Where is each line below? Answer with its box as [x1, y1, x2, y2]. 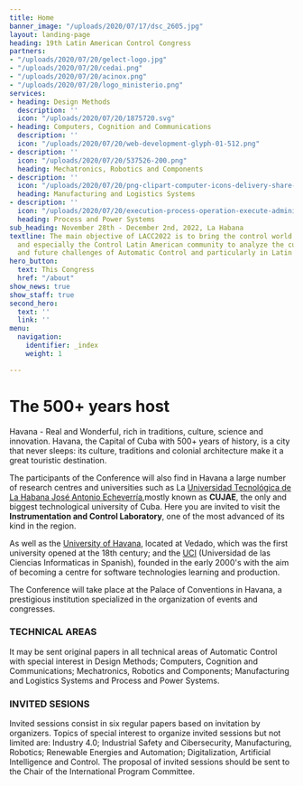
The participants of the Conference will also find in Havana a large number [9, 472, 287, 483]
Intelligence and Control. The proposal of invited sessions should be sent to [9, 756, 290, 768]
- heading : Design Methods [9, 97, 111, 107]
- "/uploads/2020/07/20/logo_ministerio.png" [9, 80, 183, 89]
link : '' [17, 315, 50, 325]
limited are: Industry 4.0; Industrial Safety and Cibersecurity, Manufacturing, [9, 737, 292, 748]
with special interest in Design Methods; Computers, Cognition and [9, 656, 259, 667]
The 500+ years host [9, 396, 170, 416]
